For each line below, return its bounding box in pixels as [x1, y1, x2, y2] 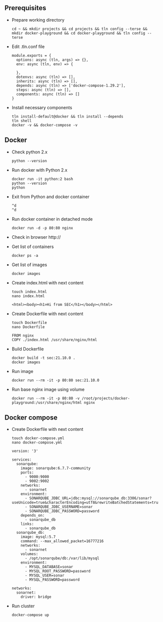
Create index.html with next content [11, 279, 84, 286]
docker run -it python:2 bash [11, 176, 74, 181]
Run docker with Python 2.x [11, 167, 68, 173]
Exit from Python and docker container [11, 194, 90, 199]
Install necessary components [11, 104, 73, 110]
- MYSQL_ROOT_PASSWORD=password [24, 569, 91, 574]
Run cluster [11, 603, 35, 609]
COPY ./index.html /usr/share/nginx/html [11, 337, 97, 342]
